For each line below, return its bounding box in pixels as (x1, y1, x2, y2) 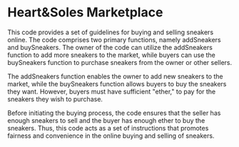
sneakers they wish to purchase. (7, 94, 103, 103)
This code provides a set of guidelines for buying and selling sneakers (7, 28, 214, 36)
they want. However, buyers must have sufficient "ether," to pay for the (7, 87, 216, 96)
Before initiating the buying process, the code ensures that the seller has (7, 108, 221, 117)
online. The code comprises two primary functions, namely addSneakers (7, 35, 221, 44)
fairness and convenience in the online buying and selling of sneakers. (7, 131, 215, 140)
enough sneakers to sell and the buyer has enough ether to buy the (7, 116, 205, 125)
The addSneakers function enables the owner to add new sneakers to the (7, 72, 223, 81)
